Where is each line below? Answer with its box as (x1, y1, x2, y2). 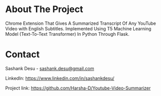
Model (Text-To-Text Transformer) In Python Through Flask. (5, 31, 130, 37)
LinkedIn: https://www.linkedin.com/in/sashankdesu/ (5, 75, 115, 81)
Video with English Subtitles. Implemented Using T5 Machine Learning (5, 25, 151, 31)
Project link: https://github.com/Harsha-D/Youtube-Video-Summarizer (5, 85, 151, 91)
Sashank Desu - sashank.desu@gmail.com (5, 65, 94, 71)
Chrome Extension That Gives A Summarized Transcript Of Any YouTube (5, 20, 156, 26)
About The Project (5, 4, 83, 15)
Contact (5, 49, 40, 60)
